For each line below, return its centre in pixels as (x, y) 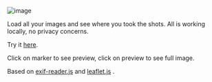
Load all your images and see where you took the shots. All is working (106, 24)
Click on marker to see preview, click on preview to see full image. (101, 58)
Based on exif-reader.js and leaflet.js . (61, 71)
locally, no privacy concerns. (48, 31)
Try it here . (23, 44)
